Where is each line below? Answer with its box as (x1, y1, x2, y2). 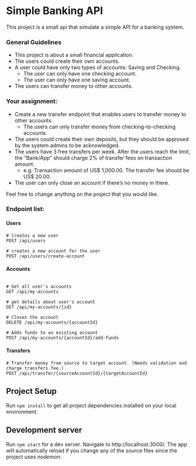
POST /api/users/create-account (6, 253, 85, 259)
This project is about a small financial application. (14, 52, 134, 59)
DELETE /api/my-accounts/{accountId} (6, 319, 98, 325)
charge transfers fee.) (6, 365, 64, 372)
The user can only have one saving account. (23, 76, 130, 83)
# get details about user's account (6, 299, 95, 305)
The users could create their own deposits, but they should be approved (14, 135, 189, 142)
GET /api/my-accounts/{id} (6, 304, 72, 310)
